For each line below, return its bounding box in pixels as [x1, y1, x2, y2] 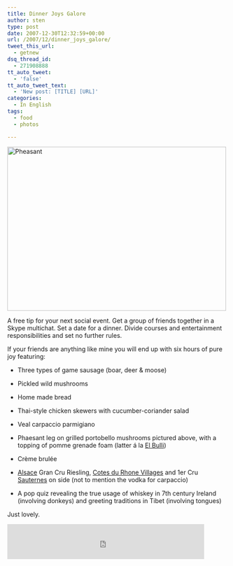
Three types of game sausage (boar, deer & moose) [17, 365, 167, 374]
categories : [7, 95, 42, 102]
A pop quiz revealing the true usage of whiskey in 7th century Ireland [17, 489, 217, 497]
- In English [13, 101, 52, 108]
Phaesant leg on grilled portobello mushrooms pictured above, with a [17, 433, 217, 441]
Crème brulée [17, 454, 57, 462]
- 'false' [13, 75, 42, 83]
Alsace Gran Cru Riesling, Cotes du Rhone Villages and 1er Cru [17, 468, 198, 476]
